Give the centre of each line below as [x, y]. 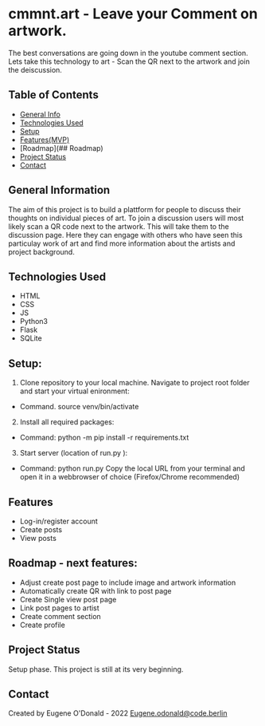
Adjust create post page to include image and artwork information [128, 582]
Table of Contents [54, 95]
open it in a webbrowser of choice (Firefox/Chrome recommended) [130, 477]
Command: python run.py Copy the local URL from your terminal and [132, 468]
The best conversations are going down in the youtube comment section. [128, 53]
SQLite [31, 338]
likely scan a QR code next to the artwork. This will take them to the [119, 226]
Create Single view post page [68, 599]
